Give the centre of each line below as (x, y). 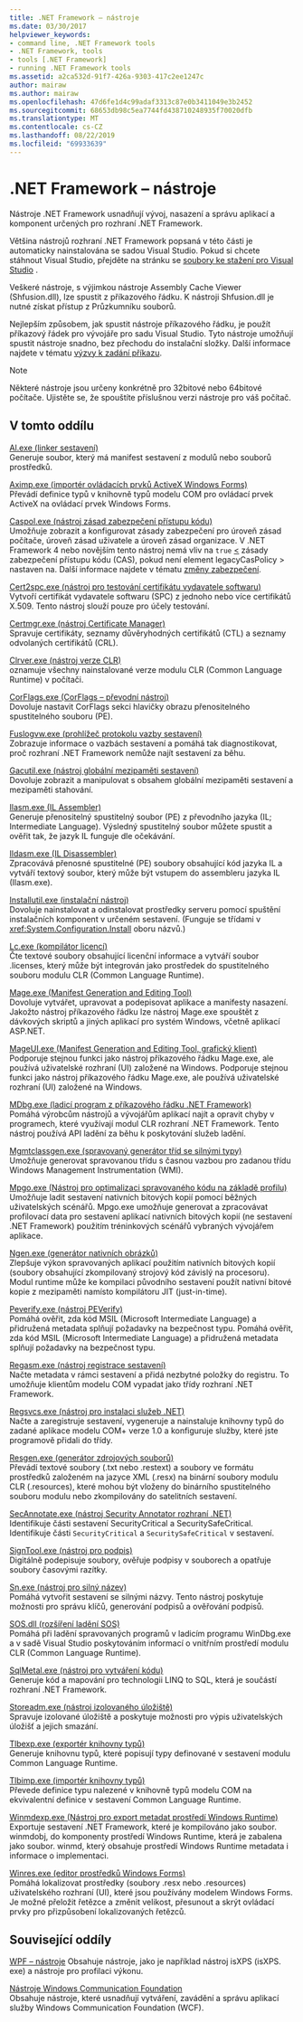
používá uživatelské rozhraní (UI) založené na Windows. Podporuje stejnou (149, 1067)
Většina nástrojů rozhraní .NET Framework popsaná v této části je (131, 241)
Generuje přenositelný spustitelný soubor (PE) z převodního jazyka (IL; (141, 817)
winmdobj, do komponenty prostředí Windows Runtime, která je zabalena (146, 1836)
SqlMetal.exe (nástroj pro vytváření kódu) (86, 1670)
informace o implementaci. (59, 1856)
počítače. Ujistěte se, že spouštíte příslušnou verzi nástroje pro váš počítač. (151, 397)
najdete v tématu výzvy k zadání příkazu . (86, 353)
